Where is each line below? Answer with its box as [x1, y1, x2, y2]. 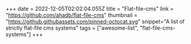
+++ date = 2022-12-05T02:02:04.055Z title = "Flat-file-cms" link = [5, 5, 174, 12]
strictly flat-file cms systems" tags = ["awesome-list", [5, 24, 139, 31]
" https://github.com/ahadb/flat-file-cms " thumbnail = [5, 11, 138, 19]
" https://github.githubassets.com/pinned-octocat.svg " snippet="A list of [5, 18, 185, 25]
